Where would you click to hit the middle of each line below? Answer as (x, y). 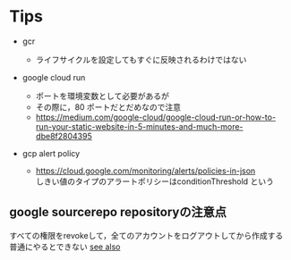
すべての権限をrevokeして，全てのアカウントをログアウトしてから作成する (146, 235)
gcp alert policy (51, 153)
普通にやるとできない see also (65, 247)
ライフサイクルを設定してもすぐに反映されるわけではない (141, 59)
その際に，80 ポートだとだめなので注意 (108, 107)
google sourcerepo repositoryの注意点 (118, 212)
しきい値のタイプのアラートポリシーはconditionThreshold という (155, 181)
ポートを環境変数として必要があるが (103, 96)
